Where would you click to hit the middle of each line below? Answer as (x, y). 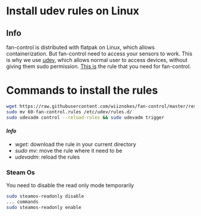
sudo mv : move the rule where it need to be (68, 150)
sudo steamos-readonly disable (45, 196)
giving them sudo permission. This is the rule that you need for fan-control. (99, 66)
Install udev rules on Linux (73, 11)
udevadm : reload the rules (47, 157)
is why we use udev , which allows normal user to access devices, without (97, 60)
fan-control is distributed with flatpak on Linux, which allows (80, 47)
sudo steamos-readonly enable (44, 207)
